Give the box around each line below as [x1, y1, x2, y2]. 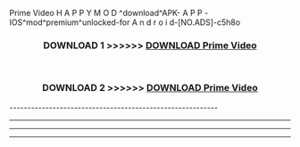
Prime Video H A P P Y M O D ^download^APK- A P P [9, 8, 203, 18]
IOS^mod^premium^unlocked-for [9, 17, 130, 28]
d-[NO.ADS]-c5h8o [169, 17, 241, 28]
